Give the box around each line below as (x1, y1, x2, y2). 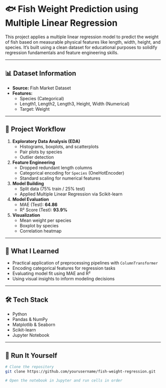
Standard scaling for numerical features (19, 175, 101, 181)
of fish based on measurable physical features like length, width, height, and (5, 39, 161, 45)
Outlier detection (19, 154, 54, 160)
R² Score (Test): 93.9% (19, 206, 68, 213)
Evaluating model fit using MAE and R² (12, 270, 91, 276)
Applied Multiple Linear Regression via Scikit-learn (19, 191, 123, 197)
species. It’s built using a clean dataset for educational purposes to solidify (5, 44, 158, 50)
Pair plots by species (19, 149, 63, 155)
